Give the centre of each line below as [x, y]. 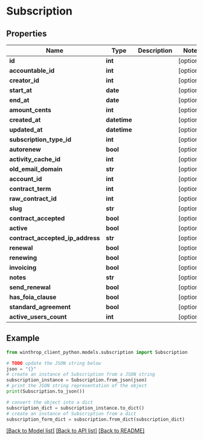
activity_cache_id [35, 159]
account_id [26, 179]
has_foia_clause [33, 297]
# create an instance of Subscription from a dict [71, 413]
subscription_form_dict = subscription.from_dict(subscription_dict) [96, 419]
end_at [19, 100]
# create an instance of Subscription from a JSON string [81, 375]
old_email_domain [36, 169]
